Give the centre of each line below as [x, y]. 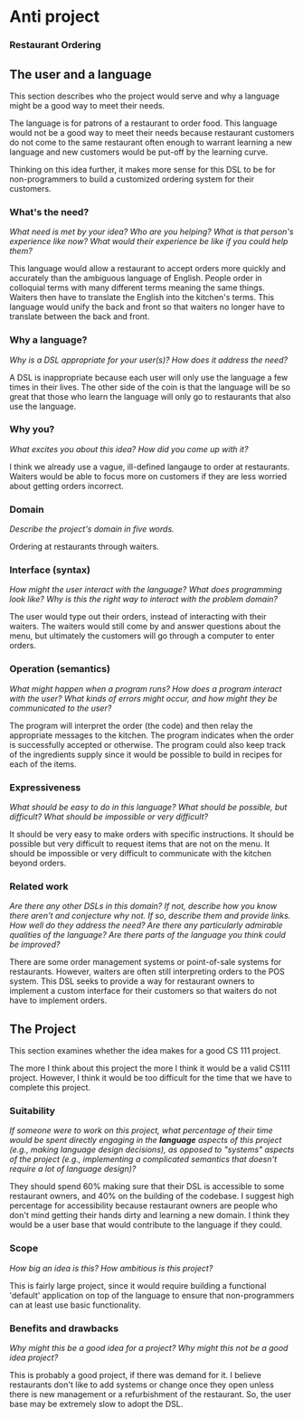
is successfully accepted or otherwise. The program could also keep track [148, 744]
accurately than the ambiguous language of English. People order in [136, 279]
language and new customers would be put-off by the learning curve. [139, 152]
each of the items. [43, 764]
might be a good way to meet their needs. [87, 105]
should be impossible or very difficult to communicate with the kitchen [140, 853]
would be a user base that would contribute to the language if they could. [146, 1225]
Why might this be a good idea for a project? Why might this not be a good [149, 1348]
